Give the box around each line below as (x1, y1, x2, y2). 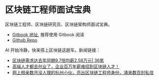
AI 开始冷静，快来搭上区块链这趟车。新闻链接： (5, 47, 101, 53)
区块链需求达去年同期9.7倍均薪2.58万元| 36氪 (12, 57, 104, 63)
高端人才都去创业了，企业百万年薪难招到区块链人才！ (12, 64, 120, 69)
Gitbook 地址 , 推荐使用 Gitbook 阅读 (12, 32, 85, 37)
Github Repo (12, 37, 38, 43)
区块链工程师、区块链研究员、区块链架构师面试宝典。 (5, 21, 113, 27)
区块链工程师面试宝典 (5, 4, 91, 16)
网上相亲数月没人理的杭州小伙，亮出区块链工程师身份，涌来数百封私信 (12, 69, 154, 75)
